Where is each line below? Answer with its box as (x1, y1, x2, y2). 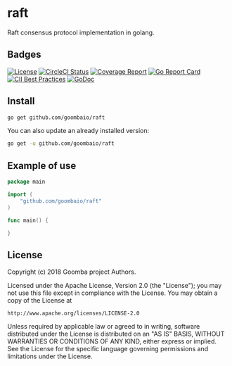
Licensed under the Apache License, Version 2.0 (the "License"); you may (7, 282, 222, 290)
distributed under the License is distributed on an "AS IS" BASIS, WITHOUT (7, 329, 225, 339)
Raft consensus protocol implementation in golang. (7, 28, 155, 37)
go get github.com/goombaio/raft (7, 114, 105, 121)
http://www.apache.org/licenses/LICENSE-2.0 (7, 310, 140, 317)
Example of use (7, 160, 77, 172)
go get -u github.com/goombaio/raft (7, 140, 115, 147)
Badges (7, 49, 41, 61)
